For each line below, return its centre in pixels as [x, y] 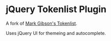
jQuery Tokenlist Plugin [56, 9]
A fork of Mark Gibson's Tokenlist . [41, 23]
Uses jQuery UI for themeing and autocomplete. [56, 33]
